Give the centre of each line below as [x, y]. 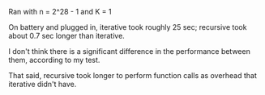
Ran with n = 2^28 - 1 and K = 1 [60, 12]
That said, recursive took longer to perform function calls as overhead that [133, 75]
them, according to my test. [54, 60]
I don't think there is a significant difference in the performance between [130, 51]
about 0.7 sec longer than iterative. [67, 36]
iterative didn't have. [43, 84]
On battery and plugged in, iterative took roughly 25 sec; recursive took [128, 27]
